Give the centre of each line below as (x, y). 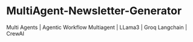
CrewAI (15, 33)
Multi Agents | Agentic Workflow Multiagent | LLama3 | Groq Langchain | (97, 27)
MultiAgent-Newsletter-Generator (94, 11)
